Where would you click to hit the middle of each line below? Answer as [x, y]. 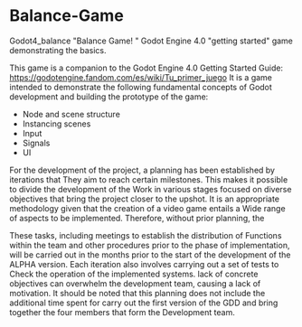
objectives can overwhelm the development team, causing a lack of [135, 283]
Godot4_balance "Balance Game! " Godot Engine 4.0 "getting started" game [151, 41]
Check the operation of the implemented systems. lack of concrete [134, 274]
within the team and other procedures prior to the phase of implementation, [150, 245]
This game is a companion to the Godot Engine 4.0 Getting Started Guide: [146, 68]
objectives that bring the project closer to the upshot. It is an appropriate [145, 199]
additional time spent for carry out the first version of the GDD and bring [144, 303]
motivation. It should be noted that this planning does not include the [137, 293]
